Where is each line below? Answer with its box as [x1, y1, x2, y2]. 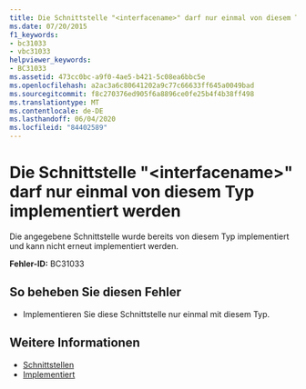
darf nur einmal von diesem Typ [9, 182, 255, 203]
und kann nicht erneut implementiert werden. [9, 240, 179, 251]
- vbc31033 [9, 47, 51, 56]
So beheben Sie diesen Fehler [9, 284, 182, 300]
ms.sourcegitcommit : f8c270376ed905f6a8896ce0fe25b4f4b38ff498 [9, 89, 255, 98]
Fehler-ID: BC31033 [9, 258, 85, 269]
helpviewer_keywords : [9, 55, 92, 65]
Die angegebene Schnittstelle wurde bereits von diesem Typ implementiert [9, 231, 290, 242]
